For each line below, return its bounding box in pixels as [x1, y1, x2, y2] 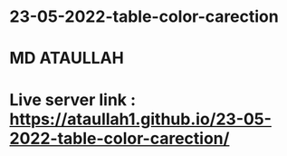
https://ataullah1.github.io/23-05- [9, 109, 272, 129]
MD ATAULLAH [9, 48, 124, 69]
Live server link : [9, 89, 137, 110]
